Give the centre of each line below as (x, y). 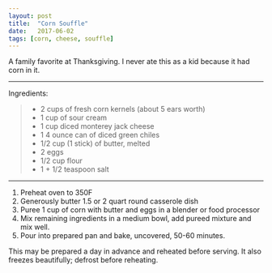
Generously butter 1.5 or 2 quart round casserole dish (109, 201)
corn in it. (24, 70)
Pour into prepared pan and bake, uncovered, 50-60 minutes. (122, 236)
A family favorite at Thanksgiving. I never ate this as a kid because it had (129, 62)
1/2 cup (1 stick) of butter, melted (95, 143)
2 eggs (52, 152)
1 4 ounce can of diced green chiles (100, 135)
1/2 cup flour (62, 161)
